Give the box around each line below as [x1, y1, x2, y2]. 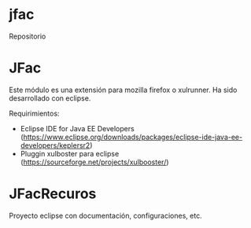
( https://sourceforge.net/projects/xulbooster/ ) [20, 157, 169, 167]
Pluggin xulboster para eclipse [20, 149, 120, 158]
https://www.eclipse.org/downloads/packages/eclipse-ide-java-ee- [23, 132, 243, 142]
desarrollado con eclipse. [9, 93, 91, 103]
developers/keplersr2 [20, 140, 90, 150]
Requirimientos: [9, 108, 60, 118]
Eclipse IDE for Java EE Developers [20, 123, 135, 133]
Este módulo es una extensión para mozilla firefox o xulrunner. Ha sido [9, 85, 238, 94]
